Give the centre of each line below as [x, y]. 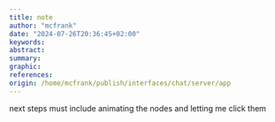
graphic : [25, 67]
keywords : [27, 42]
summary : [25, 58]
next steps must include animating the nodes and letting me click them [138, 108]
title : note [31, 17]
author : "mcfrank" [43, 26]
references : [31, 75]
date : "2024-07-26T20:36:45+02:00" [75, 34]
